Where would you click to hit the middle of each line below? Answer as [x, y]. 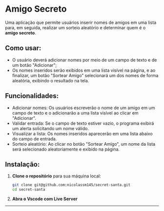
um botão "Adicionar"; [34, 65]
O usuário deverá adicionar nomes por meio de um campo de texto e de [84, 60]
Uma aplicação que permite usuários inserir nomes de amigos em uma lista [81, 22]
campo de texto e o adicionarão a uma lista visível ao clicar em [75, 113]
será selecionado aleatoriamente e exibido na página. [66, 149]
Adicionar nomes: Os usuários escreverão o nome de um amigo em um [83, 108]
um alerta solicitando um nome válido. [51, 128]
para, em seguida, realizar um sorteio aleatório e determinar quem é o [75, 27]
